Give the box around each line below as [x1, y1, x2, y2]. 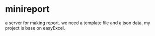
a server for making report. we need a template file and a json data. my [5, 20, 151, 26]
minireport [5, 3, 50, 15]
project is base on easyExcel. [5, 25, 66, 31]
